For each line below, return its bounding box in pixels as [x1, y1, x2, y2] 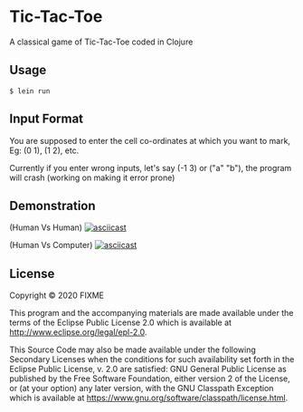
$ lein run [9, 86, 51, 96]
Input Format [9, 111, 84, 127]
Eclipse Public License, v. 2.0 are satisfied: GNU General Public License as [9, 364, 287, 375]
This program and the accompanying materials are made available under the [9, 308, 294, 319]
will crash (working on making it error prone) [9, 172, 175, 183]
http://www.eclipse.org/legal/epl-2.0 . [9, 327, 147, 338]
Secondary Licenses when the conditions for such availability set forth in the [9, 354, 295, 365]
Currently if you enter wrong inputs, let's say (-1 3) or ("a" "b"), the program [9, 162, 292, 173]
